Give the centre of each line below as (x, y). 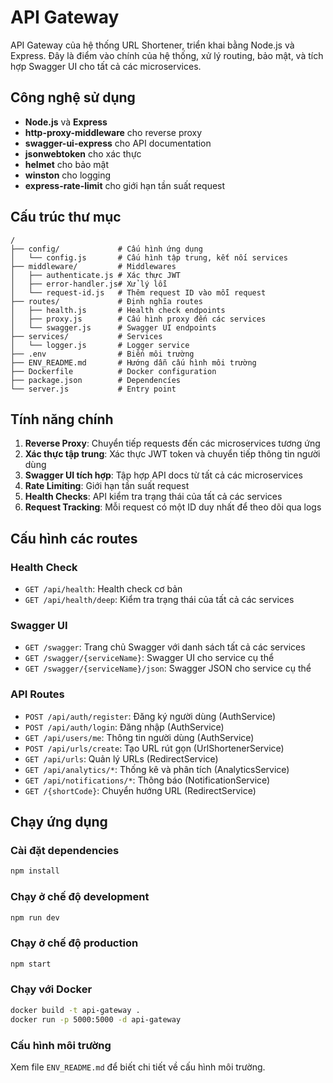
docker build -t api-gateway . (75, 1010)
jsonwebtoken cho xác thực (83, 153)
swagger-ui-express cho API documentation (118, 143)
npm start (31, 964)
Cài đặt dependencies (65, 850)
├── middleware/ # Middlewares (93, 266)
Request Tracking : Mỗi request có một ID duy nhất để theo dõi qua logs (173, 507)
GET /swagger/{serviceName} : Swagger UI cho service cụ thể (149, 658)
